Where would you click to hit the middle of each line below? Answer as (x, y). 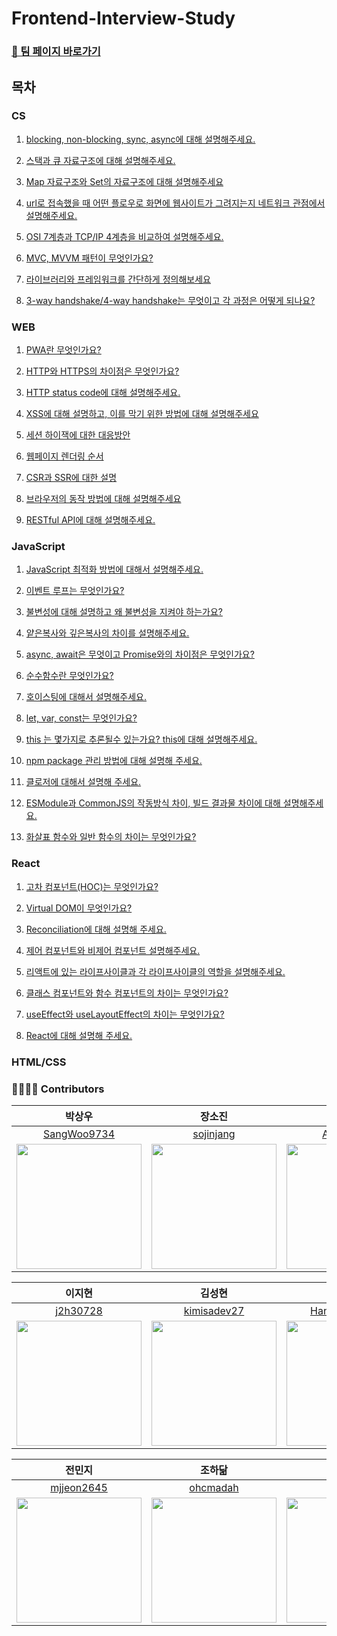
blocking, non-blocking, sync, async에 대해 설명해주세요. (140, 139)
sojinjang (214, 1134)
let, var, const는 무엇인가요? (81, 718)
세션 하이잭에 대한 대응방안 (78, 435)
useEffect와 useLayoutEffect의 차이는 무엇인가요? (125, 1014)
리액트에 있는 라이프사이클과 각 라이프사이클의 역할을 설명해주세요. (155, 971)
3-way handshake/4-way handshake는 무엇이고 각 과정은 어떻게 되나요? (170, 300)
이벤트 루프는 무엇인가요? (75, 591)
